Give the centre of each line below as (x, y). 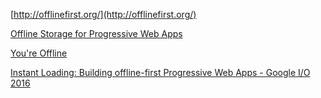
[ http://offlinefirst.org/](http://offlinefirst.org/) (103, 14)
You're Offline (39, 53)
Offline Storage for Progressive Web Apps (96, 33)
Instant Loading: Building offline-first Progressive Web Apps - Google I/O (160, 72)
